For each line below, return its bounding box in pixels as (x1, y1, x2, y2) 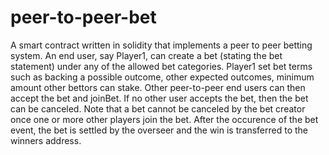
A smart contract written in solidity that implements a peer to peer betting (10, 39, 313, 51)
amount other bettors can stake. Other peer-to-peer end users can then (10, 81, 306, 93)
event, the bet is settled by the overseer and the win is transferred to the (10, 124, 308, 136)
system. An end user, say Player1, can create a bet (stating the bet (10, 49, 283, 61)
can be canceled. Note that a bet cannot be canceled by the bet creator (10, 102, 306, 115)
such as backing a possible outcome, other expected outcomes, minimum (10, 71, 315, 83)
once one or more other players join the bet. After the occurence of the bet (10, 113, 319, 125)
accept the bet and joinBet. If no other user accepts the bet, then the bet (10, 92, 309, 104)
